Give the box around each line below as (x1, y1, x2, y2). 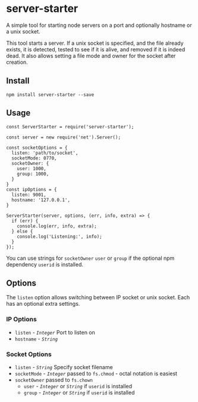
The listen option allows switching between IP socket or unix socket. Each (6, 294, 190, 301)
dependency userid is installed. (6, 260, 83, 268)
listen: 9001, (11, 192, 46, 198)
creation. (6, 59, 28, 66)
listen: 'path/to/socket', (11, 150, 78, 156)
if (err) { (11, 217, 39, 224)
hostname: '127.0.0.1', (11, 197, 70, 203)
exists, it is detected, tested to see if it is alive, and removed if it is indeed (6, 45, 186, 53)
